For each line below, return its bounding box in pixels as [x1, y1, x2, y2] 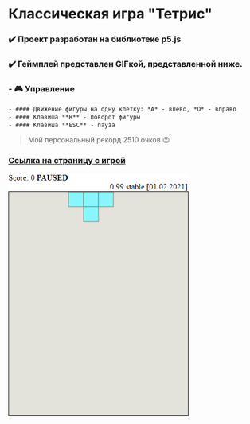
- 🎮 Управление [8, 83, 76, 94]
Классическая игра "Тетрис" [8, 5, 213, 23]
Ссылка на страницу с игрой [8, 155, 126, 166]
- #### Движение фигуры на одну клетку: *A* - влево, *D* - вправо [8, 105, 237, 114]
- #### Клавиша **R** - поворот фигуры [8, 113, 141, 122]
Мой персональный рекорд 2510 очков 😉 [27, 135, 170, 145]
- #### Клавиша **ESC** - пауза [8, 121, 115, 130]
